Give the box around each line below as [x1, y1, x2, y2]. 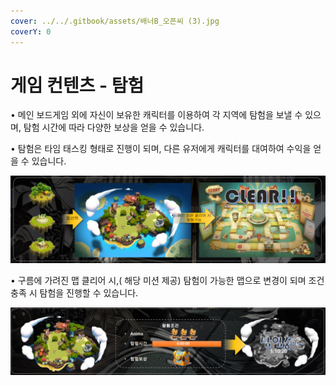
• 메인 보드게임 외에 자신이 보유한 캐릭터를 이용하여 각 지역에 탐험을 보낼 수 [10, 109, 303, 121]
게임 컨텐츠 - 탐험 [10, 74, 145, 97]
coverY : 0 [10, 26, 52, 37]
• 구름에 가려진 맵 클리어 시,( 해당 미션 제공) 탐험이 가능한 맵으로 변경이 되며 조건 [10, 275, 325, 287]
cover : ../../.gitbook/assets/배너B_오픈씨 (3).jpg [10, 16, 220, 26]
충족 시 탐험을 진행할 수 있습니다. [10, 287, 139, 299]
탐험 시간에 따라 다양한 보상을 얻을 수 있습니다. [23, 121, 205, 134]
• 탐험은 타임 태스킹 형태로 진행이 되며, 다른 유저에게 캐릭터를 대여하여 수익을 [10, 143, 312, 155]
